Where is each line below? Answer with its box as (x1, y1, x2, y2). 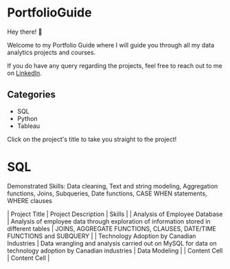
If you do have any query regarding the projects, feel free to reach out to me (7, 61, 222, 69)
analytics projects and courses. (7, 48, 96, 56)
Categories (7, 89, 56, 100)
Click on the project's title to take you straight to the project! (7, 135, 177, 143)
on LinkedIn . (7, 69, 43, 77)
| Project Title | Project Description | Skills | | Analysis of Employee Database (7, 210, 223, 218)
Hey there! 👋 (7, 28, 43, 36)
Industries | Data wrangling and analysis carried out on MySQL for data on (7, 239, 218, 247)
